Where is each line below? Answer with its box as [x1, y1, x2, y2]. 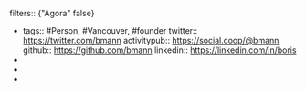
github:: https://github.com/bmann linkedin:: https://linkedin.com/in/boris [22, 45, 297, 56]
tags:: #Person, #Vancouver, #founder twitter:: [22, 25, 198, 35]
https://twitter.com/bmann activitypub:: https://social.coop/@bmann [22, 35, 280, 45]
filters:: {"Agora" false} [9, 8, 95, 18]
